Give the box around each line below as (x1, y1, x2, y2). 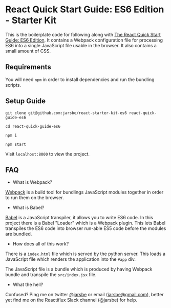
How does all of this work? (12, 241, 69, 247)
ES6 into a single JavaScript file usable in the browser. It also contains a (5, 42, 157, 48)
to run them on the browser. (5, 195, 64, 201)
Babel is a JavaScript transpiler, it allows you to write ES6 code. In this (5, 215, 154, 221)
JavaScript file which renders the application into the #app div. (5, 256, 136, 262)
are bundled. (5, 231, 32, 237)
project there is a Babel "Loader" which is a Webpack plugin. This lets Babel (5, 220, 165, 226)
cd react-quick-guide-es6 (5, 124, 60, 129)
